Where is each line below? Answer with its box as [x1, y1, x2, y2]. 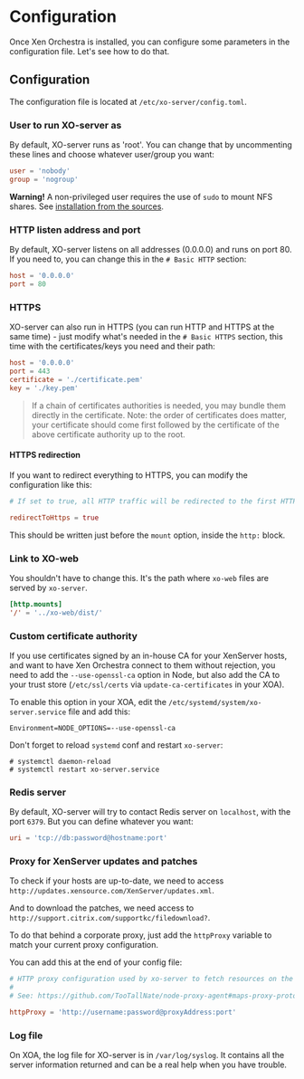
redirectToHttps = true [9, 513, 100, 522]
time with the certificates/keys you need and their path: [9, 341, 215, 352]
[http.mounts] [9, 599, 63, 608]
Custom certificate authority [9, 629, 138, 642]
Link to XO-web [9, 552, 80, 565]
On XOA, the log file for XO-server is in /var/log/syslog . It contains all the [9, 1050, 285, 1061]
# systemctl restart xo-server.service [9, 765, 160, 774]
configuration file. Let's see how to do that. [9, 45, 170, 56]
